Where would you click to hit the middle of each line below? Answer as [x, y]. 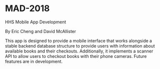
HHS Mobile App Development [36, 22]
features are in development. [34, 61]
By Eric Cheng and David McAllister [41, 31]
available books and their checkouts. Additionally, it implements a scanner [79, 51]
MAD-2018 [27, 9]
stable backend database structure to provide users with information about [80, 46]
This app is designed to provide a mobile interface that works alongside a [79, 41]
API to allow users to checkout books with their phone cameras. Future [76, 56]
